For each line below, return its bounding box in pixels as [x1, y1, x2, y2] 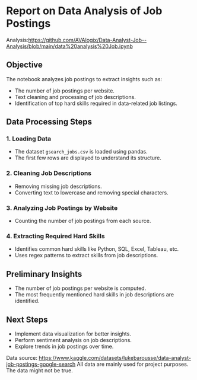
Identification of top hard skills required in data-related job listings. [14, 100, 178, 107]
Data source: [6, 354, 37, 361]
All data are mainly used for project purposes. [77, 360, 189, 368]
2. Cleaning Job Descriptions [6, 169, 92, 177]
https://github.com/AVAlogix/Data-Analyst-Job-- [28, 36, 147, 43]
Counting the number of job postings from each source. [14, 218, 151, 225]
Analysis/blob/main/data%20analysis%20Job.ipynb [6, 43, 134, 50]
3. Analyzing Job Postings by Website [6, 203, 118, 212]
